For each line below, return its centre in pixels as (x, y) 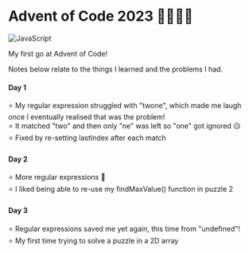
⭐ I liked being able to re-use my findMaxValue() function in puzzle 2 (121, 189)
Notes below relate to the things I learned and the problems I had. (116, 69)
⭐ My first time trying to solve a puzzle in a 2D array (93, 240)
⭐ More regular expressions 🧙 (57, 177)
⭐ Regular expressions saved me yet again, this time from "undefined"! (124, 228)
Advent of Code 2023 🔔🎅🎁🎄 (101, 16)
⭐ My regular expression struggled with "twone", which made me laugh (125, 106)
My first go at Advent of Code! (58, 53)
